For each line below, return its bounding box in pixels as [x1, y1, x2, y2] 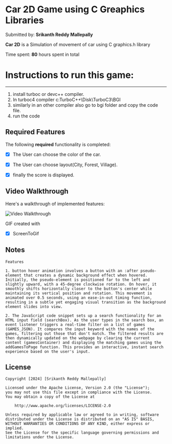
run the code [12, 113, 40, 119]
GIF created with [5, 220, 40, 227]
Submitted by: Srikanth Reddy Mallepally [5, 31, 93, 37]
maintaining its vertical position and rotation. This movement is [5, 291, 153, 296]
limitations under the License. [5, 435, 74, 440]
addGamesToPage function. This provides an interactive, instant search [5, 345, 164, 350]
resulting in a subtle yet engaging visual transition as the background [5, 299, 166, 305]
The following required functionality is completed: [5, 141, 111, 147]
